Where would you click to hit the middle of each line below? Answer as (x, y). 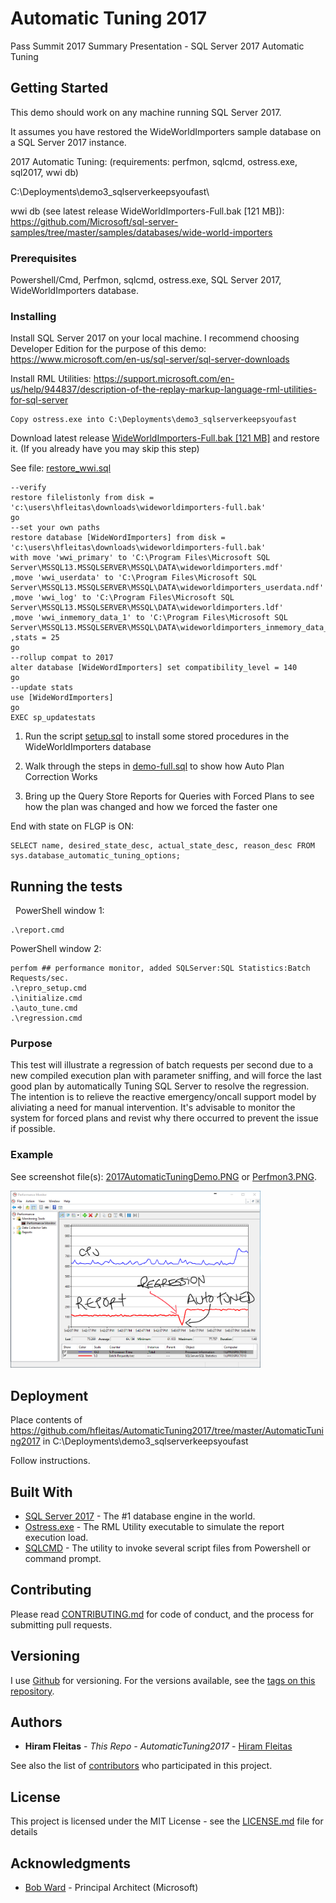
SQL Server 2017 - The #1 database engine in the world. (140, 1516)
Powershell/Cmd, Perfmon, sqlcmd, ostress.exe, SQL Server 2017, (146, 280)
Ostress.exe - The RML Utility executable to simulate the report (154, 1527)
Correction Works (61, 777)
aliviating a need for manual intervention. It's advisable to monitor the (153, 1108)
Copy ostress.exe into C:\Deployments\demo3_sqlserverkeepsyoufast (154, 420)
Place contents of (46, 1420)
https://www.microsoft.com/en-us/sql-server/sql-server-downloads (150, 359)
